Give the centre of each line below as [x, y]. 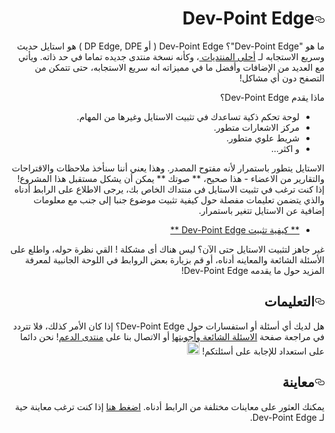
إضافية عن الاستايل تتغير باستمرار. [261, 210]
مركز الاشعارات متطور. [256, 127]
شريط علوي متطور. [263, 138]
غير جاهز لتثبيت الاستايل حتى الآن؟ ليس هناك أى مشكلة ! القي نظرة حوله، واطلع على [167, 249]
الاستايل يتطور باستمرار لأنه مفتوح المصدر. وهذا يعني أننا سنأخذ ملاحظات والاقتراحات [168, 168]
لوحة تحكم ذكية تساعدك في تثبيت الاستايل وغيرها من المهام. [188, 116]
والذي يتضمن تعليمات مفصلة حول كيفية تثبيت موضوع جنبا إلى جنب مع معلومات [179, 199]
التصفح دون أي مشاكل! [281, 78]
